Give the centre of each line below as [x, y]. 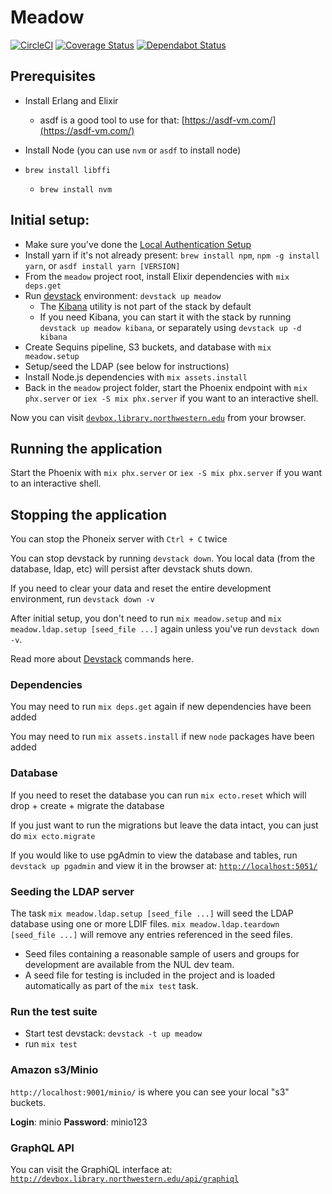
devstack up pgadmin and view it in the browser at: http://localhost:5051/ [164, 865]
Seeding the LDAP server [72, 891]
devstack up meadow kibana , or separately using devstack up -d [170, 327]
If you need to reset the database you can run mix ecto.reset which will [158, 795]
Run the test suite [54, 1011]
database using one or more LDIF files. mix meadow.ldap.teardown [145, 924]
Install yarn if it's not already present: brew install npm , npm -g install [172, 255]
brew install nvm [76, 189]
